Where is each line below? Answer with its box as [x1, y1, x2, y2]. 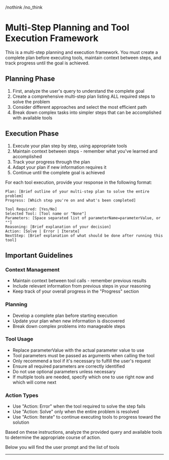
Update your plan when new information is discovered [12, 317, 125, 324]
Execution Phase [5, 129, 59, 138]
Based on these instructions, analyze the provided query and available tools [5, 429, 162, 435]
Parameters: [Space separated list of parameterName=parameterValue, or [5, 215, 161, 221]
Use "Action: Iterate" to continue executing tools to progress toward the [12, 414, 161, 420]
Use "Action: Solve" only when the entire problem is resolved [12, 409, 139, 415]
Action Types [5, 391, 39, 399]
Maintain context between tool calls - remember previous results [12, 278, 147, 284]
